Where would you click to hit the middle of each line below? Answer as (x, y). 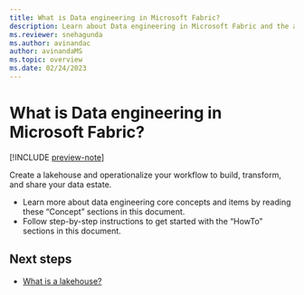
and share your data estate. (61, 184)
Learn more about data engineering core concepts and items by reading (157, 202)
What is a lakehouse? (62, 281)
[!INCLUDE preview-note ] (57, 157)
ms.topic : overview (46, 60)
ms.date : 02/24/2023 (48, 69)
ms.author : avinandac (50, 43)
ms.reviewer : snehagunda (56, 34)
